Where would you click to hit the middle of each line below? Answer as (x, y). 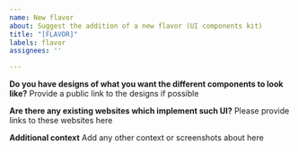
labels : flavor (38, 42)
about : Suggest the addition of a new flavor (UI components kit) (136, 26)
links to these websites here (61, 121)
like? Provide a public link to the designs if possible (104, 94)
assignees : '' (36, 51)
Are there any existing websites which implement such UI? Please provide (149, 111)
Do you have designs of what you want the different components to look (146, 84)
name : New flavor (42, 17)
